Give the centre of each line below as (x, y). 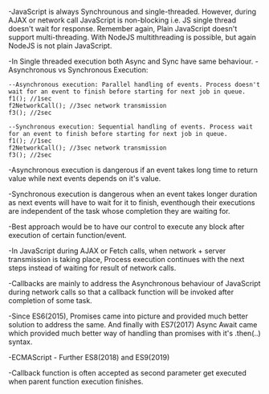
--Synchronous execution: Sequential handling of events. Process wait (130, 127)
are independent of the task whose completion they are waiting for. (119, 211)
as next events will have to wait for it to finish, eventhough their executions (132, 203)
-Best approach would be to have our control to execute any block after (126, 227)
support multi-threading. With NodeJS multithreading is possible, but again (132, 37)
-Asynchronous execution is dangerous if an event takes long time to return (133, 170)
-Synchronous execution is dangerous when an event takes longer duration (133, 194)
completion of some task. (50, 300)
